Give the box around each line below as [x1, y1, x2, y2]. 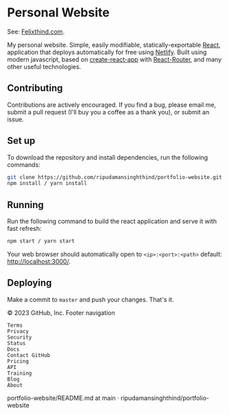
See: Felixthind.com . [7, 27, 65, 36]
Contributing [7, 82, 63, 94]
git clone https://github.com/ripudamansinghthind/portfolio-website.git [7, 173, 223, 181]
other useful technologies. [7, 62, 82, 71]
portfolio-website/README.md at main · [7, 394, 120, 402]
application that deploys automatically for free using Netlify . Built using [7, 48, 207, 56]
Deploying [7, 277, 52, 289]
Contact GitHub [7, 351, 51, 359]
